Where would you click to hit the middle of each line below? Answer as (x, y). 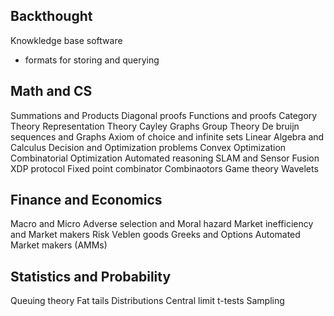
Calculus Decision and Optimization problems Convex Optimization (148, 147)
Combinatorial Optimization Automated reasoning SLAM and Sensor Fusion (165, 158)
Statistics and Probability (91, 276)
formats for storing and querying (92, 60)
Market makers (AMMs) (59, 245)
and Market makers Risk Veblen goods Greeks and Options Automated (155, 235)
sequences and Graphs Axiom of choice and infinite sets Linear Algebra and (167, 136)
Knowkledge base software (66, 40)
